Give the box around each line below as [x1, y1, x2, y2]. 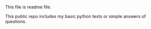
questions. [5, 19, 27, 24]
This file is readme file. [5, 4, 52, 10]
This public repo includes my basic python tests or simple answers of [5, 14, 147, 19]
